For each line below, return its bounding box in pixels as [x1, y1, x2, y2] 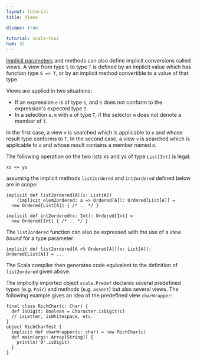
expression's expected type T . [14, 105, 88, 112]
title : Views [6, 14, 38, 20]
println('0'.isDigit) [17, 340, 70, 346]
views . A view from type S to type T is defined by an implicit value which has [6, 63, 192, 71]
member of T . [14, 117, 48, 124]
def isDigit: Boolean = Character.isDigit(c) [11, 309, 126, 314]
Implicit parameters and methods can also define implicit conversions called [6, 57, 191, 64]
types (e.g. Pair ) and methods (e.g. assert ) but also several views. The [6, 285, 179, 293]
